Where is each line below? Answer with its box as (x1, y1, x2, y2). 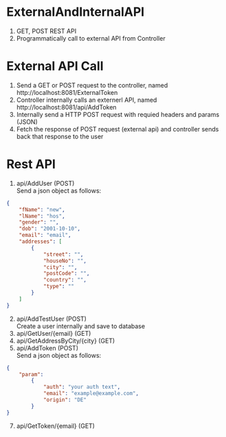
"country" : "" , (43, 277, 87, 284)
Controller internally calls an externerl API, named (16, 96, 157, 104)
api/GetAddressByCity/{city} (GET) (16, 337, 115, 345)
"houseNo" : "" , (43, 257, 87, 264)
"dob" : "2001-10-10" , (19, 225, 80, 233)
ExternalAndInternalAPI (6, 4, 145, 20)
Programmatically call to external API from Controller (16, 34, 166, 42)
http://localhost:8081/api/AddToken (16, 103, 117, 111)
